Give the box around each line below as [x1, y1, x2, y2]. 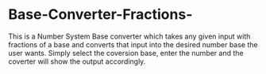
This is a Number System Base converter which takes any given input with [8, 31, 251, 41]
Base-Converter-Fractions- [8, 6, 193, 24]
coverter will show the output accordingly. [8, 57, 146, 66]
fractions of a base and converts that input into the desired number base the [8, 39, 258, 49]
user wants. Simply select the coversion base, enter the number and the [8, 48, 244, 57]
